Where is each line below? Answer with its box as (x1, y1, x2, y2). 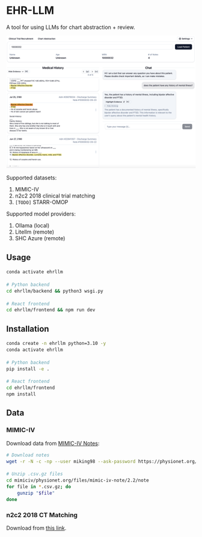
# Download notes (6, 452, 50, 458)
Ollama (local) (14, 222, 50, 229)
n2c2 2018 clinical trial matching (14, 192, 96, 199)
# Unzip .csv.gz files (6, 471, 63, 477)
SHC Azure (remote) (14, 235, 66, 242)
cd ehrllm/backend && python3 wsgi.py (6, 288, 103, 294)
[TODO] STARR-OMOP (14, 199, 69, 206)
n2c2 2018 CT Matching (6, 511, 78, 519)
